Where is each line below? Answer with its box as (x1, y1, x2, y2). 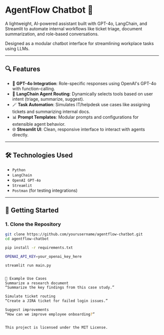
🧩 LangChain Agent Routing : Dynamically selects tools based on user (12, 90, 153, 97)
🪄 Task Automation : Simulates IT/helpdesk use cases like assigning (12, 101, 150, 107)
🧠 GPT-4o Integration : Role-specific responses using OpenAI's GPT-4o (12, 80, 157, 86)
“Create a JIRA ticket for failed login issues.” (5, 298, 108, 304)
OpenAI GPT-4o (12, 178, 41, 183)
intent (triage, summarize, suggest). (12, 96, 84, 102)
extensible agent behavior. (12, 121, 66, 127)
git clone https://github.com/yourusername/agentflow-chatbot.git (5, 232, 143, 237)
